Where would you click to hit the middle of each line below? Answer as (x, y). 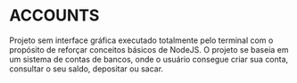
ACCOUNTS (54, 16)
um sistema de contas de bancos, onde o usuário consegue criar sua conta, (149, 59)
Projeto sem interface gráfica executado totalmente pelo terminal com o (141, 40)
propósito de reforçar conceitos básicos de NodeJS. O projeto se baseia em (149, 49)
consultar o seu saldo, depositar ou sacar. (86, 69)
